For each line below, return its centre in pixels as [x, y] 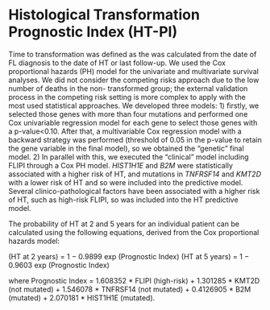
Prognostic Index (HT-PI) [93, 32]
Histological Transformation [104, 15]
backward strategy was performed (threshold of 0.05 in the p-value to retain [135, 139]
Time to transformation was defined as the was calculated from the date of [133, 54]
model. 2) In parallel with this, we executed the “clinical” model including [129, 157]
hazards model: [34, 241]
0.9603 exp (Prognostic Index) [59, 265]
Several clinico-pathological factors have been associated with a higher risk [134, 191]
